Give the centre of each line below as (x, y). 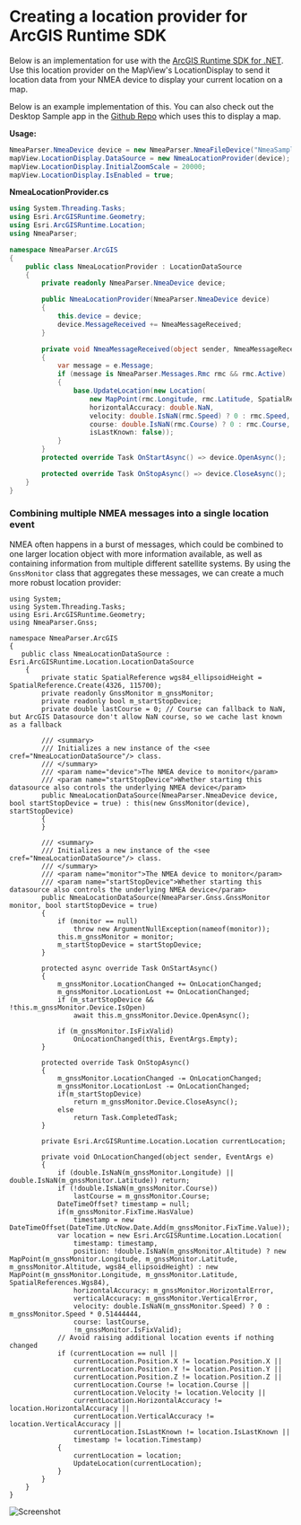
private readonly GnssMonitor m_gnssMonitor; (128, 693)
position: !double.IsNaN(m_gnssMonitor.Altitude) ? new (180, 1251)
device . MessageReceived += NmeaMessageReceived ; (150, 324)
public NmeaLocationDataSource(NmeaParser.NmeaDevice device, (160, 795)
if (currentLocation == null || (117, 1353)
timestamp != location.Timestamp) (138, 1440)
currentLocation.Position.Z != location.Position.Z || (177, 1377)
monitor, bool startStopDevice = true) (84, 905)
